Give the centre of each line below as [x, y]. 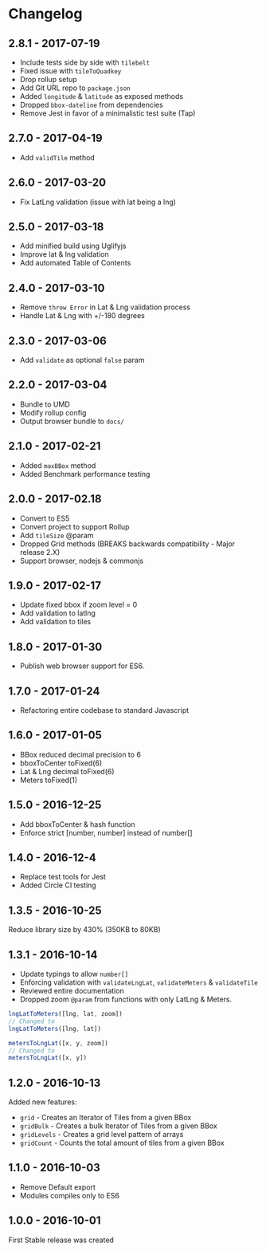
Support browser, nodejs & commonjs [82, 561]
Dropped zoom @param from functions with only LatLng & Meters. [126, 999]
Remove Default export [57, 1187]
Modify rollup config [53, 412]
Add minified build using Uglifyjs [73, 246]
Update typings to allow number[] [74, 974]
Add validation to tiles [55, 622]
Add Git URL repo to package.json [75, 88]
